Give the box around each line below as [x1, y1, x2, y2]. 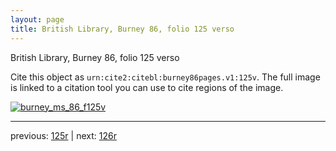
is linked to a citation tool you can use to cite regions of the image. [10, 81, 284, 93]
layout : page [10, 14, 65, 25]
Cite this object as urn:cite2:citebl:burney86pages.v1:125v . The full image [10, 71, 321, 83]
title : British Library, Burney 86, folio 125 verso [10, 24, 235, 34]
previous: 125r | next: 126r [10, 129, 117, 141]
